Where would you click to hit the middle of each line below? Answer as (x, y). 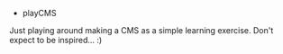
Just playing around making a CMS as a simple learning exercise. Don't (141, 30)
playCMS (39, 13)
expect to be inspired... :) (56, 40)
